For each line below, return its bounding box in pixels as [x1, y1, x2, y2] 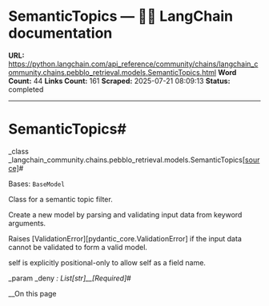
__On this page [8, 288, 58, 298]
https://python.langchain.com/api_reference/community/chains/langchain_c [8, 59, 259, 69]
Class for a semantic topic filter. [8, 194, 114, 204]
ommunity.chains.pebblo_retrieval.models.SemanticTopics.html [8, 67, 217, 77]
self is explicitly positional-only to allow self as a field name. [8, 257, 207, 267]
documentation [8, 24, 113, 42]
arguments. [8, 218, 46, 228]
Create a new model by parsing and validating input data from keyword [8, 209, 243, 219]
